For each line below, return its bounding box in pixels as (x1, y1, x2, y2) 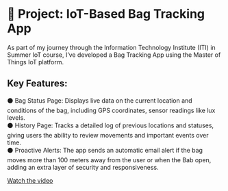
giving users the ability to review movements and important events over (7, 131, 209, 139)
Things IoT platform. (7, 58, 64, 66)
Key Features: (7, 78, 68, 90)
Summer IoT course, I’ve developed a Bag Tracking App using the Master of (7, 51, 221, 59)
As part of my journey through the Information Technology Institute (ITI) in (7, 43, 216, 51)
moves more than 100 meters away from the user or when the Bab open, (7, 155, 212, 164)
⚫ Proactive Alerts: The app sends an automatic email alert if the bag (7, 146, 203, 154)
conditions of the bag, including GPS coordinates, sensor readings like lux (7, 106, 216, 114)
